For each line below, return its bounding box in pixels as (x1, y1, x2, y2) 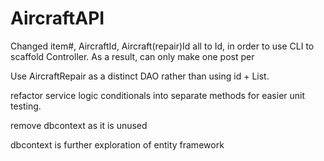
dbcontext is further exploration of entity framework (10, 138, 225, 151)
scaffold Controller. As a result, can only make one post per (10, 50, 255, 62)
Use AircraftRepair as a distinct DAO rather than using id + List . (10, 70, 270, 82)
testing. (10, 100, 42, 112)
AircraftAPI (10, 7, 105, 30)
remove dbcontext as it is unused (10, 119, 148, 131)
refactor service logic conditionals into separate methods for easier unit (10, 89, 306, 101)
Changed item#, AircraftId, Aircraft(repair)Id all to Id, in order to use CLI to (10, 40, 315, 52)
